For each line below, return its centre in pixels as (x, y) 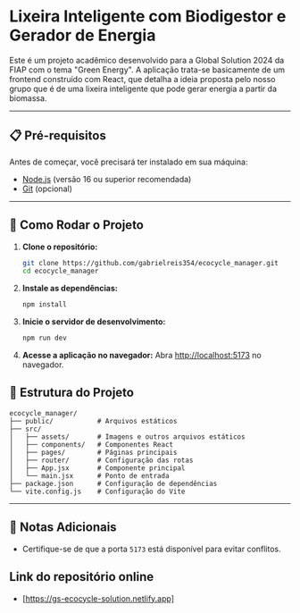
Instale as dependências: (70, 289)
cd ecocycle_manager (60, 271)
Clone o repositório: (60, 247)
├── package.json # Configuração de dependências (113, 483)
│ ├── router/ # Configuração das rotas (101, 460)
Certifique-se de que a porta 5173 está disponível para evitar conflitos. (151, 549)
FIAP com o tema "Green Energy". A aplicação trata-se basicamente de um (147, 70)
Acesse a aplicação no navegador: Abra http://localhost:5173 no (142, 356)
